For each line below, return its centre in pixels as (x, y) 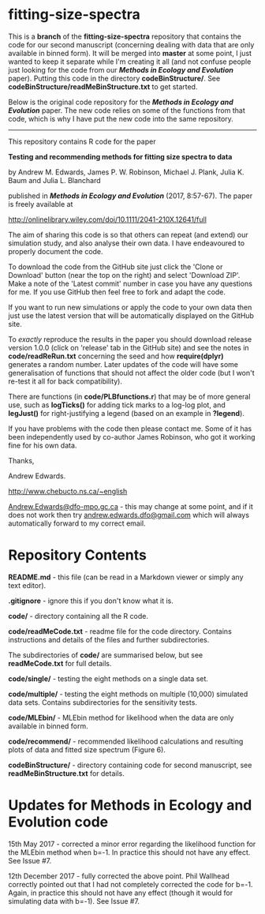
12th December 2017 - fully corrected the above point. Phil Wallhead (119, 876)
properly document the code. (56, 251)
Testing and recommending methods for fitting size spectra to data (120, 156)
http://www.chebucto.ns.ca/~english (68, 491)
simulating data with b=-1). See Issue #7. (74, 901)
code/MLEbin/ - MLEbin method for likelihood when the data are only (121, 717)
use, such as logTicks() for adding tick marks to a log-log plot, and (117, 405)
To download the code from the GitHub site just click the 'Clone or (116, 267)
